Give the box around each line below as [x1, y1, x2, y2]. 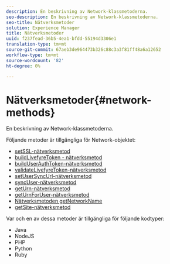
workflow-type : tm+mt [6, 52, 59, 58]
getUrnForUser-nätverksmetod [14, 191, 90, 198]
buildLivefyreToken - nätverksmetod [14, 154, 103, 161]
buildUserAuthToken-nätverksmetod [14, 160, 103, 167]
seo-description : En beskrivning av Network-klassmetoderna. [6, 14, 159, 20]
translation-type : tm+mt [6, 42, 67, 47]
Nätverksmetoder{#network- [6, 93, 152, 107]
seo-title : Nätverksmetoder [6, 19, 75, 25]
